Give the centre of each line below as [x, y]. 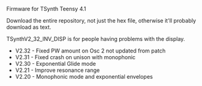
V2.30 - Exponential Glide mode [55, 64]
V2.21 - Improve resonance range [57, 70]
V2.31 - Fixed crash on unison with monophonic [75, 57]
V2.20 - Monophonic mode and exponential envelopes [84, 77]
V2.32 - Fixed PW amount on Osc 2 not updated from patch [90, 51]
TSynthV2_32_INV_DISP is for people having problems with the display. [96, 39]
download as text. [29, 27]
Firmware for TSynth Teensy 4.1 [47, 9]
